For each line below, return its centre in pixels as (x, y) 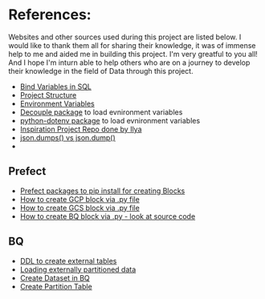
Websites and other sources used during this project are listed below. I (125, 37)
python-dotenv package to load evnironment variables (110, 120)
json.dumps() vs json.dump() (68, 137)
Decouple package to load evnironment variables (101, 112)
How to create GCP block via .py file (80, 199)
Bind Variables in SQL (56, 87)
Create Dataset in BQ (55, 277)
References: (50, 15)
